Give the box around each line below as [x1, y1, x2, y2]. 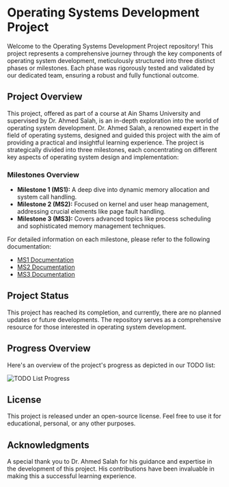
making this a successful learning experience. [7, 472, 137, 480]
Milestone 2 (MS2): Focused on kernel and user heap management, [16, 200, 209, 208]
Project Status [7, 290, 70, 302]
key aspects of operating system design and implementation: [7, 153, 179, 161]
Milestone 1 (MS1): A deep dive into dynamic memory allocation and [16, 186, 210, 194]
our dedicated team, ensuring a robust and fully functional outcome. [7, 71, 200, 79]
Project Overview [7, 91, 83, 103]
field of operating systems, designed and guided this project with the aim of [7, 131, 221, 139]
